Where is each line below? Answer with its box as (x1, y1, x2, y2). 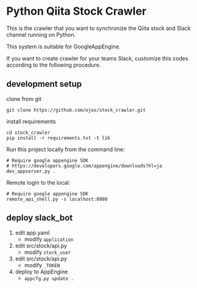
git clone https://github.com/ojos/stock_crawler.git (6, 107, 146, 113)
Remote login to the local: (6, 179, 71, 186)
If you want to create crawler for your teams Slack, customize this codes (6, 54, 188, 62)
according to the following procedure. (6, 61, 101, 68)
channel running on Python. (6, 31, 76, 38)
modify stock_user (24, 248, 71, 256)
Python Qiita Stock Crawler (6, 4, 146, 18)
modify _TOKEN (24, 261, 60, 268)
